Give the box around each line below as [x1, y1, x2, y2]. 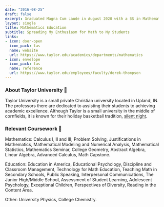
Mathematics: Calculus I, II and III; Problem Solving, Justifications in [5, 136, 141, 142]
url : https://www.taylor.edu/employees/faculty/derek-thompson [9, 71, 141, 75]
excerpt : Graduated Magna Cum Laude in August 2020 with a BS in [5, 16, 141, 21]
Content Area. [5, 187, 33, 193]
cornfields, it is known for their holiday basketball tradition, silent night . [5, 113, 148, 119]
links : [5, 35, 19, 39]
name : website [9, 48, 38, 53]
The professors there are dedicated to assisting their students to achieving [5, 103, 155, 109]
